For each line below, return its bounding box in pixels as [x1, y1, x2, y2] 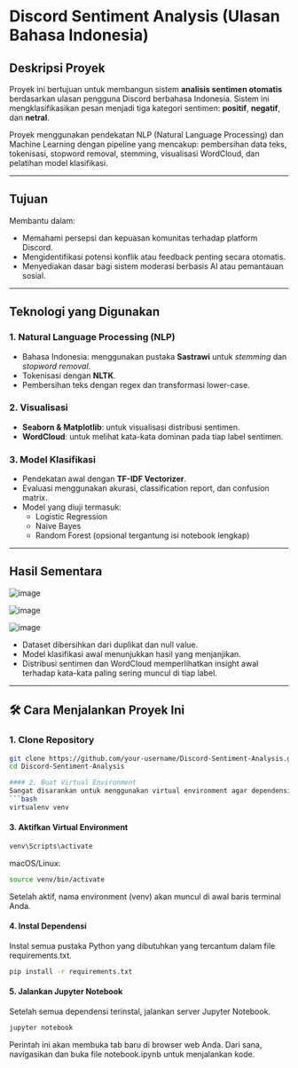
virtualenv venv [9, 803, 69, 811]
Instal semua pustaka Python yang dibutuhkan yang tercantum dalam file [9, 941, 276, 951]
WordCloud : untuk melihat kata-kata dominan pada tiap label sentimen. [21, 431, 284, 441]
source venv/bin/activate [9, 874, 105, 884]
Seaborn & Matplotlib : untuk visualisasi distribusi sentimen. [21, 422, 240, 432]
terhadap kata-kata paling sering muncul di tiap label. [21, 668, 217, 678]
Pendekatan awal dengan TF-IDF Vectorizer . [21, 473, 187, 485]
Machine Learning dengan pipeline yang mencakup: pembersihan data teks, [9, 139, 287, 149]
